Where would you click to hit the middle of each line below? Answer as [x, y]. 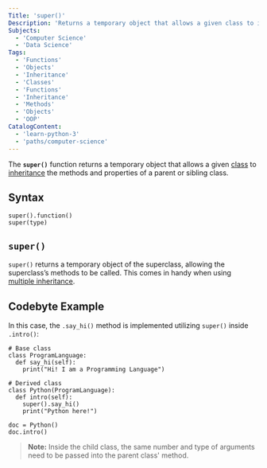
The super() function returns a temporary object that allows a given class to [132, 164]
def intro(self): [44, 397]
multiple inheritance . [42, 281]
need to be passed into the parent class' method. [108, 455]
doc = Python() [33, 425]
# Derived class [35, 383]
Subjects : [25, 30]
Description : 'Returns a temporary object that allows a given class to [131, 23]
